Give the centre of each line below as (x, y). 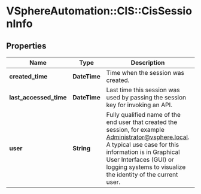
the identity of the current (142, 175)
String (82, 148)
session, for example (135, 130)
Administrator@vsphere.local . (148, 137)
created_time (28, 76)
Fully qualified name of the (144, 115)
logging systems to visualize (146, 167)
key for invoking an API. (139, 105)
